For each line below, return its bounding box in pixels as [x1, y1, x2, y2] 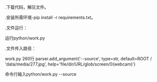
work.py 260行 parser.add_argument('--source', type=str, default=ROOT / [5, 56, 152, 62]
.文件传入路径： [5, 46, 36, 51]
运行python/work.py [5, 35, 45, 41]
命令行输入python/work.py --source [5, 71, 76, 77]
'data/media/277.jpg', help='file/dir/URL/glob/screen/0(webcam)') [5, 61, 136, 67]
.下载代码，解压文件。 [5, 4, 49, 10]
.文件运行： [5, 25, 28, 31]
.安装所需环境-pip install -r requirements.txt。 [5, 15, 96, 20]
